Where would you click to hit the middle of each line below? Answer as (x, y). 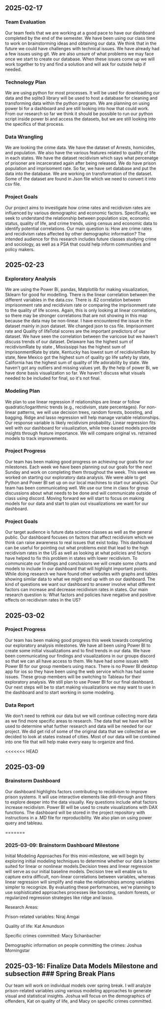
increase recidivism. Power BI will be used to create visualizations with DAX (82, 807)
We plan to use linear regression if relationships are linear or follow (73, 402)
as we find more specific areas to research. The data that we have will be (79, 721)
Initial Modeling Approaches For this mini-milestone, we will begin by (75, 856)
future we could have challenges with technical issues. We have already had (82, 48)
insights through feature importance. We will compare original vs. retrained (81, 433)
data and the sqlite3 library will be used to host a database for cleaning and (82, 98)
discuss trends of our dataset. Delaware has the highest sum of (69, 342)
